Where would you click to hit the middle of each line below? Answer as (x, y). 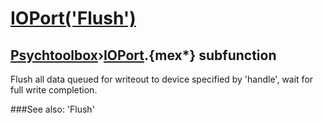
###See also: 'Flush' (52, 109)
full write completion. (54, 90)
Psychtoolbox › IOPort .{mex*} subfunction (143, 55)
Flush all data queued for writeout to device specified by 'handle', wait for (162, 79)
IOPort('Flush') (73, 18)
